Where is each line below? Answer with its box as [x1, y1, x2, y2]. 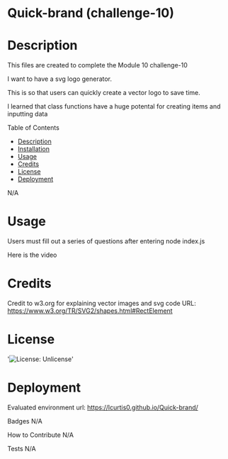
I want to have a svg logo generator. [7, 74, 112, 83]
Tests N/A [7, 444, 37, 453]
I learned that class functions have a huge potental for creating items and [7, 102, 221, 111]
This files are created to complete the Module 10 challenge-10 [7, 61, 188, 70]
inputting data [7, 110, 48, 118]
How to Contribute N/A [7, 431, 74, 439]
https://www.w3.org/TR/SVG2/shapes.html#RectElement [7, 306, 173, 315]
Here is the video [7, 250, 57, 260]
